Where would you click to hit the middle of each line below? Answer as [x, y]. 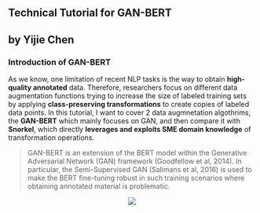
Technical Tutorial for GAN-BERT [90, 13]
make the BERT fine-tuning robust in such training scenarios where [136, 178]
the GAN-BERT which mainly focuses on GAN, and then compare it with [125, 121]
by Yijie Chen [41, 40]
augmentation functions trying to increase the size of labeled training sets [128, 96]
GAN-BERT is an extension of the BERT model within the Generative [137, 153]
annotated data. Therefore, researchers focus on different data [135, 88]
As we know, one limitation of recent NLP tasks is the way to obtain [117, 79]
